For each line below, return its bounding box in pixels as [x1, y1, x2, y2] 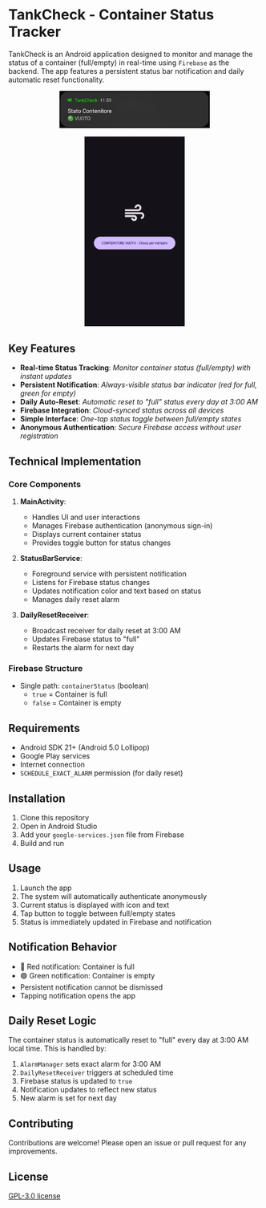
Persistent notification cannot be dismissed [19, 982, 163, 992]
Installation [8, 791, 66, 805]
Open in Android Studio [19, 821, 98, 831]
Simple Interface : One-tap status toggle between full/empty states [19, 414, 242, 424]
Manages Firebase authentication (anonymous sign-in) [31, 521, 213, 531]
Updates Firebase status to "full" [31, 634, 140, 644]
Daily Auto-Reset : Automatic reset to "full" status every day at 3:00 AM [19, 397, 259, 407]
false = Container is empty [31, 698, 122, 708]
